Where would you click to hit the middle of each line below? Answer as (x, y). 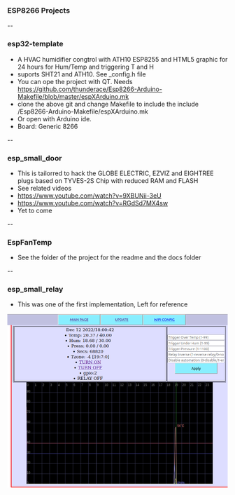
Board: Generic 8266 (48, 126)
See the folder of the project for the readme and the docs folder (109, 257)
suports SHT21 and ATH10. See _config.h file (81, 74)
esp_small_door (35, 158)
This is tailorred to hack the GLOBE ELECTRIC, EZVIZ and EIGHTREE (116, 173)
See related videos (44, 188)
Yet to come (35, 210)
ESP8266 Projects (39, 11)
